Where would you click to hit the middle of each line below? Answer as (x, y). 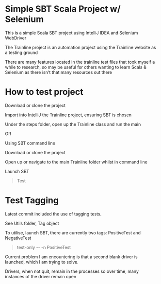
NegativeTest (18, 238)
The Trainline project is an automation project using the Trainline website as (80, 47)
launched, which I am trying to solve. (42, 262)
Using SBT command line (30, 143)
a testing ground (21, 53)
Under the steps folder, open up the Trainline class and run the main (73, 124)
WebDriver (16, 38)
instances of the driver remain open (41, 276)
